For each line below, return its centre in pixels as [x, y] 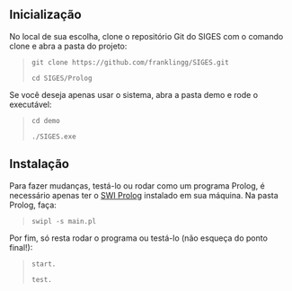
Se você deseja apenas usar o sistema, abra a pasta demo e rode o [134, 94]
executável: [31, 104]
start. [44, 264]
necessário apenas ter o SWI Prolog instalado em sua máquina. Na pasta [144, 195]
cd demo [45, 120]
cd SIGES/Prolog [62, 78]
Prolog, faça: [33, 205]
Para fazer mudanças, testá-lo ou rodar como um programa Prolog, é [137, 185]
